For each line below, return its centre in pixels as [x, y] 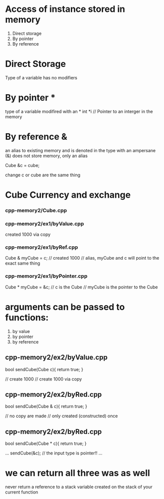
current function [22, 492]
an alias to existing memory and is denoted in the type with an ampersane [81, 150]
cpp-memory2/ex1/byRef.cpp [42, 247]
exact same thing [23, 263]
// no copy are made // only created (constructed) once [61, 416]
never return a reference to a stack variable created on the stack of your [79, 487]
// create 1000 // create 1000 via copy [44, 379]
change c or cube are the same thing [43, 175]
